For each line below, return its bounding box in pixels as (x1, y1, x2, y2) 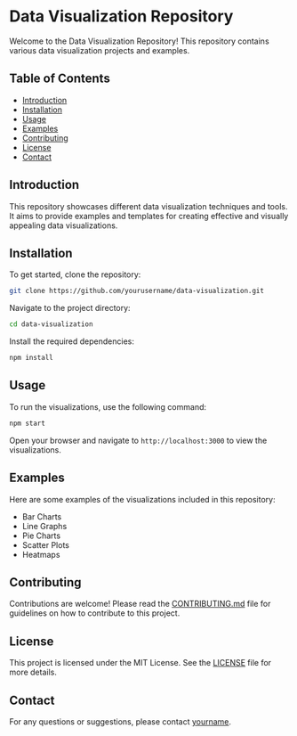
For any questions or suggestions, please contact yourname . (9, 716, 232, 727)
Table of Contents (9, 71, 111, 86)
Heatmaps (21, 549, 60, 560)
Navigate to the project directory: (9, 303, 131, 314)
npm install (9, 354, 53, 363)
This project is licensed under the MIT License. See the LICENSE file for (9, 658, 272, 668)
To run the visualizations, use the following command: (9, 401, 207, 412)
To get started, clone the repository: (9, 269, 141, 280)
